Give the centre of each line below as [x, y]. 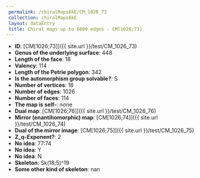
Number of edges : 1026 [45, 91]
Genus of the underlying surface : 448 [63, 53]
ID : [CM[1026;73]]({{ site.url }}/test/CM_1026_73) [76, 46]
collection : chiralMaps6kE [43, 18]
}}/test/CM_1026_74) [40, 124]
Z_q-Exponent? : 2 [38, 137]
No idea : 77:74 [33, 143]
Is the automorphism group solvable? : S [66, 79]
